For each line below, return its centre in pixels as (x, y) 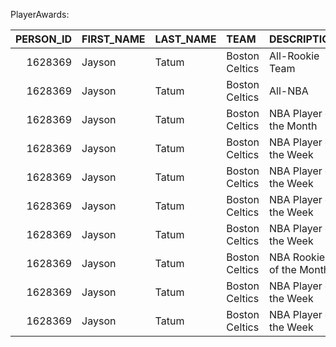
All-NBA (289, 91)
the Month (293, 126)
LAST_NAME (185, 39)
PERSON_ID (44, 39)
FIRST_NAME (113, 39)
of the (283, 269)
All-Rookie (294, 56)
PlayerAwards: (40, 14)
